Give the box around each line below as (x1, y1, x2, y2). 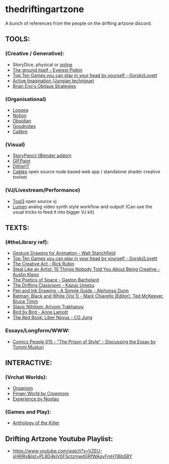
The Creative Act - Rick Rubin (12, 261, 75, 267)
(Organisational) (5, 95, 46, 102)
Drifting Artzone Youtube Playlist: (5, 434, 114, 443)
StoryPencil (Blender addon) (12, 152, 72, 159)
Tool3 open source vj (12, 198, 57, 204)
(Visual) (5, 141, 25, 148)
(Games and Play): (5, 408, 51, 416)
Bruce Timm (12, 298, 38, 304)
